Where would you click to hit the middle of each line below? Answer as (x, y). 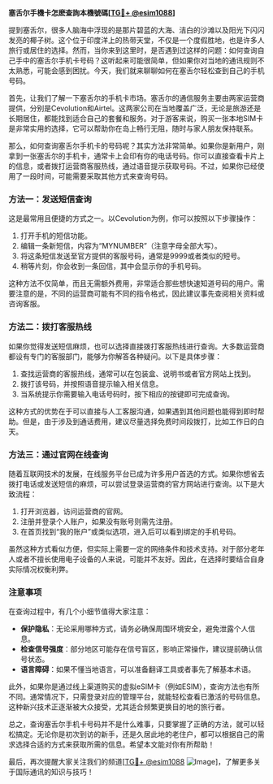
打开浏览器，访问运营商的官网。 (74, 511)
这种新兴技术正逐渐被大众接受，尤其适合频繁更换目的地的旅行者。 (119, 707)
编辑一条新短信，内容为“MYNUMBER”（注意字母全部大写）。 (121, 246)
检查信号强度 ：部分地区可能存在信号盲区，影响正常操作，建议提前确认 (138, 649)
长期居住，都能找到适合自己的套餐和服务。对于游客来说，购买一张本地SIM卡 (136, 118)
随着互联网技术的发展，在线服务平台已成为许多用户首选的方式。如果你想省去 (136, 474)
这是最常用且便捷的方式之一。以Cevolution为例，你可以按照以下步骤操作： (133, 219)
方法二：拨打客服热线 (50, 327)
